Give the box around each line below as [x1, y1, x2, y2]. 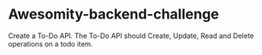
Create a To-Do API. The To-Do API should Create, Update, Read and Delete [8, 31, 255, 40]
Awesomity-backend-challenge [8, 5, 220, 23]
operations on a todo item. [8, 39, 93, 48]
